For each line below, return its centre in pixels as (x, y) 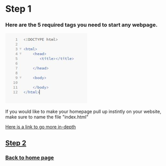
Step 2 (16, 143)
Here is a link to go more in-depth (41, 127)
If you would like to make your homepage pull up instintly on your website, (84, 112)
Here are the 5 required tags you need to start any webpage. (81, 25)
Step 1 (18, 9)
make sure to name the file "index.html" (47, 117)
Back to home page (30, 157)
